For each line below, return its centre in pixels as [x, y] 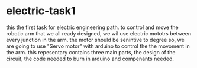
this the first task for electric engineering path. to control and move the [92, 27]
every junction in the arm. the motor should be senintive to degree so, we [95, 40]
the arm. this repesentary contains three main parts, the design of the [91, 52]
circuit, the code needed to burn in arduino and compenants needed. [90, 59]
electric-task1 [41, 11]
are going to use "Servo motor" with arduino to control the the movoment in [98, 46]
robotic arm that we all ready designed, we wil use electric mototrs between [98, 33]
